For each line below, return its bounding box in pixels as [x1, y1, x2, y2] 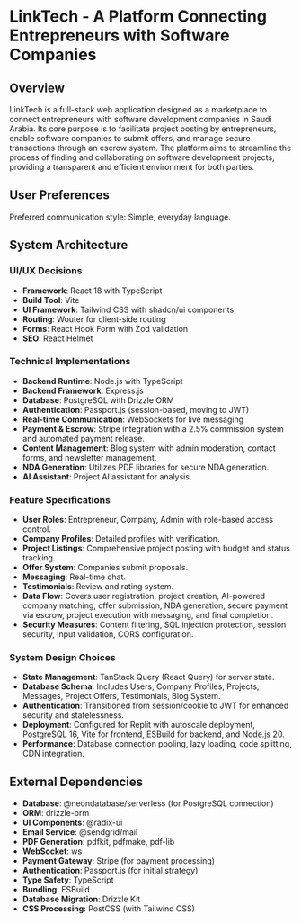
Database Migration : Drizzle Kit [22, 893, 141, 905]
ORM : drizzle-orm [22, 808, 90, 819]
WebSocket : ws [22, 846, 83, 856]
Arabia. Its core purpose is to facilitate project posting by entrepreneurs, [9, 123, 277, 134]
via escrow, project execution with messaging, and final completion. [22, 610, 274, 621]
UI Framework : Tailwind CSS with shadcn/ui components [22, 304, 235, 315]
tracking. [22, 552, 56, 563]
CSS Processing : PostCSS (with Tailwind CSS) [22, 903, 196, 914]
